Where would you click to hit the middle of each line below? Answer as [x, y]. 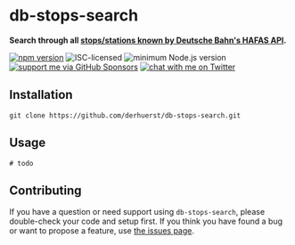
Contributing [45, 190]
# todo [21, 163]
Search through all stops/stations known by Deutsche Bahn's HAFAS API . [148, 40]
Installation [41, 95]
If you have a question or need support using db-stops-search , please [137, 212]
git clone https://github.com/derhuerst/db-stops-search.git [125, 115]
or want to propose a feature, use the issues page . [102, 231]
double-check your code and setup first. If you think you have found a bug [146, 221]
